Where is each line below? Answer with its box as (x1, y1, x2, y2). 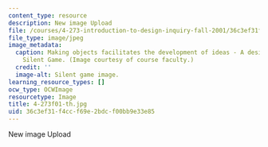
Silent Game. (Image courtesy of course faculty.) (22, 56, 195, 64)
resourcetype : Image (8, 93, 77, 101)
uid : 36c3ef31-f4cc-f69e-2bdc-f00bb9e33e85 (8, 108, 156, 116)
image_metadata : (8, 41, 62, 49)
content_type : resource (8, 11, 88, 20)
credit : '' (15, 64, 52, 72)
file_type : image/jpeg (8, 33, 84, 42)
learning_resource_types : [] (8, 78, 105, 86)
